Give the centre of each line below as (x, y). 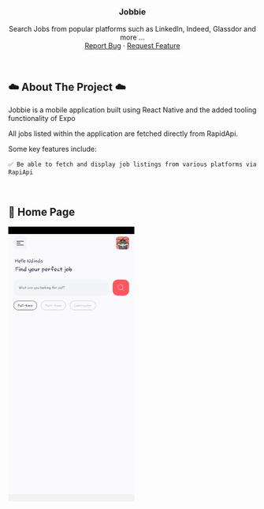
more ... (132, 37)
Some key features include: (52, 149)
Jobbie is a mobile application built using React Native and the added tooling (132, 110)
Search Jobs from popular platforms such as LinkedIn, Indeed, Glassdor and (132, 29)
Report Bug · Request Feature (132, 46)
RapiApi (21, 172)
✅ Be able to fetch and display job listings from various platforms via (133, 164)
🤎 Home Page (42, 212)
